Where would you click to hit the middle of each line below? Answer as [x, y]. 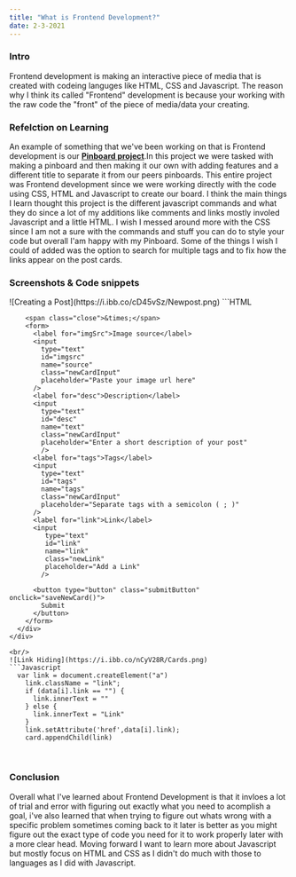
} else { [41, 707]
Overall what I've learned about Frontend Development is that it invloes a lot [148, 796]
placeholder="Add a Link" [93, 567]
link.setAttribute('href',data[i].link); [102, 730]
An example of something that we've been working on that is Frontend [137, 146]
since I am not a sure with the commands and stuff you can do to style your [147, 232]
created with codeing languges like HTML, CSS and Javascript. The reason [146, 85]
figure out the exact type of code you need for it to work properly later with [146, 834]
